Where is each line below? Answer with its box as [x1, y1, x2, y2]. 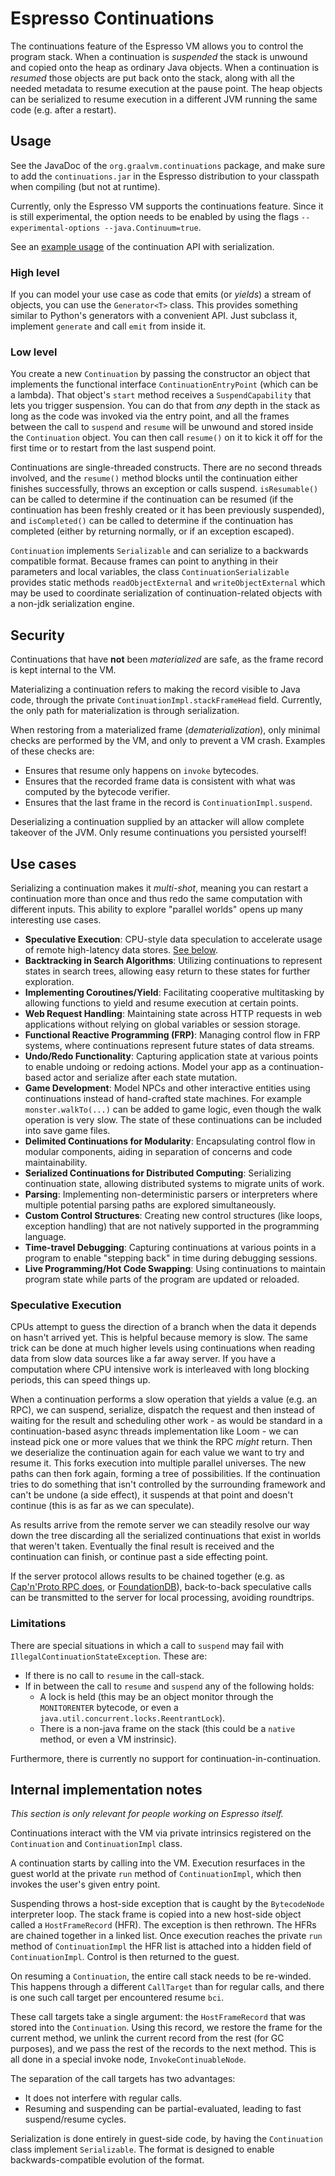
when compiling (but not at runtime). [10, 180, 161, 192]
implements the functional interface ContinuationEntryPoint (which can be [10, 378, 319, 391]
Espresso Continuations [10, 7, 215, 30]
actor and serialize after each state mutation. [53, 1071, 238, 1083]
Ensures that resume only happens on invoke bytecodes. [24, 765, 260, 777]
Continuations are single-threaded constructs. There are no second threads [10, 462, 323, 474]
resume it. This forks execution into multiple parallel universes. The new [10, 1457, 307, 1469]
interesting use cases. [10, 913, 102, 926]
